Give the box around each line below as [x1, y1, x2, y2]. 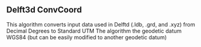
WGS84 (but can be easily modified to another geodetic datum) [6, 33, 167, 41]
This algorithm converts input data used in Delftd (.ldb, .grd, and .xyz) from [6, 20, 195, 28]
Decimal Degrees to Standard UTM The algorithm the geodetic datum [6, 27, 182, 34]
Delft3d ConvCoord [6, 5, 82, 15]
